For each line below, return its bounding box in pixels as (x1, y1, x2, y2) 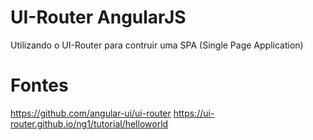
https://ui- (173, 107, 215, 119)
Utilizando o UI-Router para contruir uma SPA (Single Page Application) (10, 39, 304, 51)
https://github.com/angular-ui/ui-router (10, 107, 172, 119)
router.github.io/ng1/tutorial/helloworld (10, 117, 169, 130)
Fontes (10, 74, 69, 97)
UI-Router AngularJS (10, 6, 187, 29)
